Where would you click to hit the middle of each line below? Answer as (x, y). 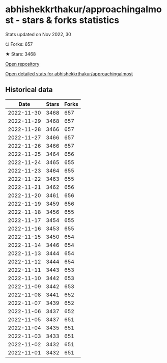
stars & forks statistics (71, 20)
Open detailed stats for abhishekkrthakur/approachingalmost (69, 74)
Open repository (22, 64)
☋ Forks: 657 (19, 44)
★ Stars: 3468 (21, 54)
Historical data (29, 90)
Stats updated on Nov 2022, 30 (38, 34)
